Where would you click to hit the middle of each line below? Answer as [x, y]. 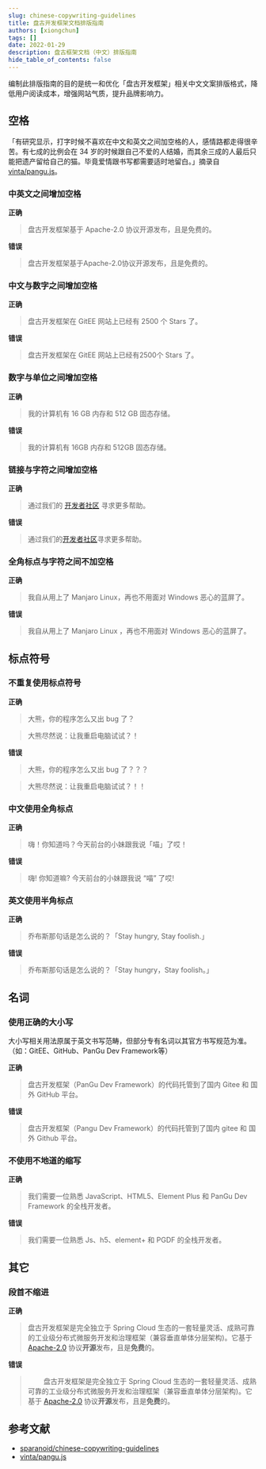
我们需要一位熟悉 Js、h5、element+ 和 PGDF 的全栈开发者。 [127, 1240]
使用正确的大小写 [41, 1022]
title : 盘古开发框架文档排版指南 [56, 23]
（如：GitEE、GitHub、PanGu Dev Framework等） [90, 1051]
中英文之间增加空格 [45, 194]
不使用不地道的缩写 [45, 1161]
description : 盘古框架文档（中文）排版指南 [72, 52]
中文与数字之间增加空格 [53, 285]
